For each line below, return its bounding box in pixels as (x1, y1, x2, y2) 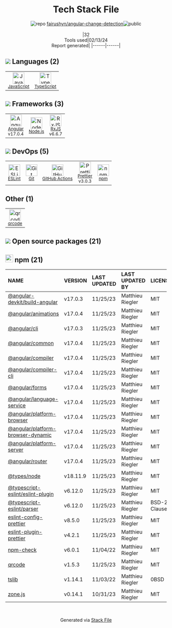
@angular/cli (8, 325, 38, 332)
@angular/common (8, 340, 54, 347)
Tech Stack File (53, 4, 119, 15)
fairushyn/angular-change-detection (47, 21, 124, 27)
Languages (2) (12, 58, 60, 66)
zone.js (8, 591, 26, 598)
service (8, 402, 26, 409)
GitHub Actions (42, 176, 73, 182)
